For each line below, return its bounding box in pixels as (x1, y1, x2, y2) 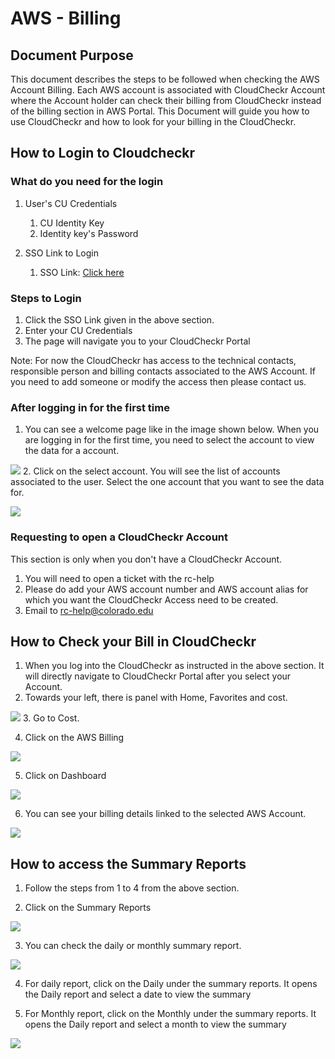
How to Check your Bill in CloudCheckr (10, 633, 257, 650)
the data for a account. (24, 445, 120, 457)
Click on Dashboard (24, 770, 107, 782)
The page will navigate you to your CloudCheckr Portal (24, 335, 251, 347)
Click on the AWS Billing (24, 732, 125, 744)
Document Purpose (10, 47, 134, 64)
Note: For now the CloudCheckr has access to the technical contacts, (10, 354, 297, 366)
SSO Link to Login (24, 247, 99, 259)
